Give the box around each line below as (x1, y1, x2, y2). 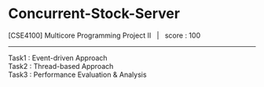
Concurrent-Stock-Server (8, 5, 181, 23)
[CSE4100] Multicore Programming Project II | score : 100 (8, 31, 201, 40)
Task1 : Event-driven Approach (8, 53, 108, 63)
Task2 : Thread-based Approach (8, 61, 114, 71)
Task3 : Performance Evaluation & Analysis (8, 70, 147, 79)
